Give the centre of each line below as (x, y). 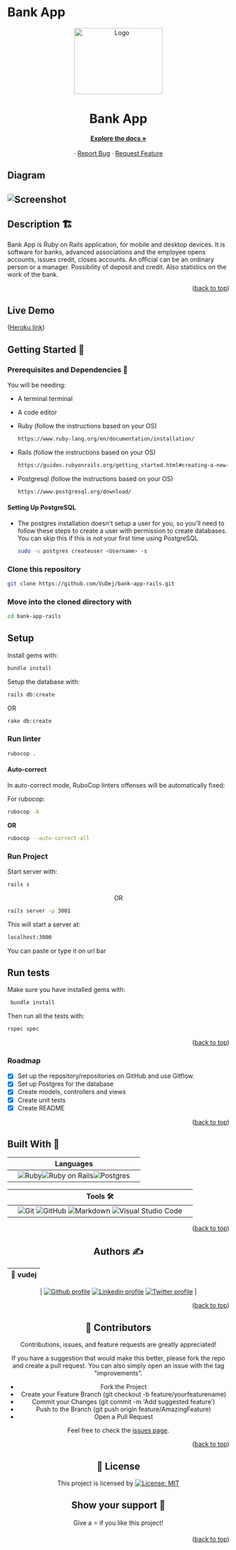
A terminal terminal (45, 398)
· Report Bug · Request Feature (118, 153)
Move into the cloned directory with (69, 602)
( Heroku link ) (26, 328)
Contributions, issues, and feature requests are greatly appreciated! (118, 1345)
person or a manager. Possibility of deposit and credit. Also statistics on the (117, 267)
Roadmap (24, 1060)
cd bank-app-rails (34, 616)
